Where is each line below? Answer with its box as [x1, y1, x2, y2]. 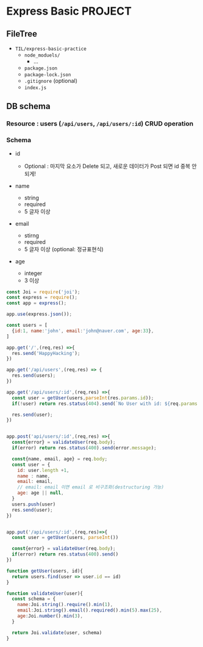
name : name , [17, 473, 51, 479]
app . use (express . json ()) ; [6, 311, 72, 318]
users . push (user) [12, 501, 56, 507]
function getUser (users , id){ [6, 568, 84, 574]
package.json [24, 65, 58, 71]
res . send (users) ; [12, 373, 56, 379]
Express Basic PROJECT [6, 4, 132, 18]
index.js [24, 85, 47, 91]
